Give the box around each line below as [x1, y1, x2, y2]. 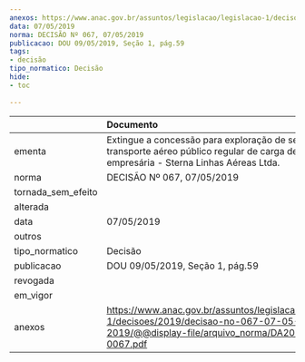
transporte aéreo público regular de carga [106, 144, 285, 157]
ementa [14, 144, 47, 157]
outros [14, 230, 43, 242]
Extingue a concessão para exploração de [106, 133, 286, 146]
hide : [9, 73, 30, 82]
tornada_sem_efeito [14, 185, 98, 198]
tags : [9, 47, 30, 56]
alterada [14, 201, 50, 213]
